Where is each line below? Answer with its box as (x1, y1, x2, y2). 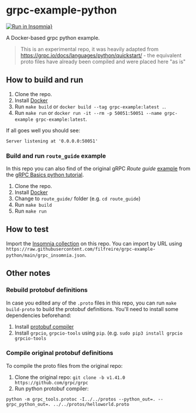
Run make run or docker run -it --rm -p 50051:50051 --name (14, 109, 162, 116)
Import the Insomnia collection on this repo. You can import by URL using (6, 240, 183, 247)
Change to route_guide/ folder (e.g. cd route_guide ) (14, 195, 141, 202)
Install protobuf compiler (14, 323, 74, 330)
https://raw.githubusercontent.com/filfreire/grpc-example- (6, 246, 156, 252)
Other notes (6, 268, 51, 278)
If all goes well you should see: (6, 127, 81, 134)
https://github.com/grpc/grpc (14, 380, 89, 385)
